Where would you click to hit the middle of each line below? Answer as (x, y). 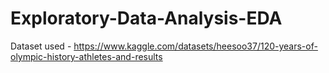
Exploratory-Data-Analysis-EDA (146, 18)
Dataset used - (41, 46)
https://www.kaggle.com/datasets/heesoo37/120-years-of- (195, 46)
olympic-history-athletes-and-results (86, 56)
